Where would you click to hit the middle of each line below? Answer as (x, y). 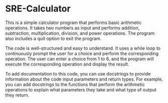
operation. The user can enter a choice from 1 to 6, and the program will (80, 58)
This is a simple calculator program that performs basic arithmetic (73, 22)
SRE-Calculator (38, 9)
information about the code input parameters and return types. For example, (84, 79)
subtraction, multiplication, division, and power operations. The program (80, 33)
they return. (17, 95)
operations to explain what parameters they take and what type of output (81, 89)
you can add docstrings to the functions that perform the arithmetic (75, 84)
